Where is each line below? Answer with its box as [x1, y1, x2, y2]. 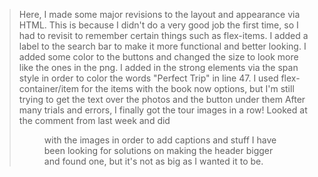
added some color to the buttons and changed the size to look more [18, 51, 299, 63]
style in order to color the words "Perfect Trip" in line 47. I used [18, 72, 279, 84]
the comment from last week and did [18, 115, 171, 126]
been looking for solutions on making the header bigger [43, 145, 274, 156]
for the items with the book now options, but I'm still [80, 83, 295, 94]
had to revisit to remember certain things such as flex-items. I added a [18, 30, 309, 41]
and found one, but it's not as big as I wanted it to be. [43, 155, 264, 167]
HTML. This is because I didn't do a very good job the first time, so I [18, 19, 299, 31]
